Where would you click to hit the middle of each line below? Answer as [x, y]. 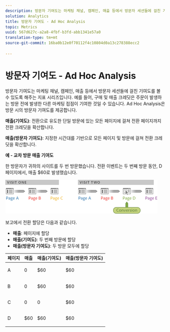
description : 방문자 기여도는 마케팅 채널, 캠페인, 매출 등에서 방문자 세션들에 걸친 [83, 11]
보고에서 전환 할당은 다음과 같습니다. [41, 222]
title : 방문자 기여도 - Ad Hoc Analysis [45, 21]
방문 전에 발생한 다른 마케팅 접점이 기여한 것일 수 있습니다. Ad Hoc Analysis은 [88, 103]
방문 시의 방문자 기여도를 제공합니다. [41, 110]
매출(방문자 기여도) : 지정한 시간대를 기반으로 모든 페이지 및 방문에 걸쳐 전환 [79, 138]
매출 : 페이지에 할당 [31, 233]
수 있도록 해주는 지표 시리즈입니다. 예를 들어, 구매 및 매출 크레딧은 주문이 [77, 97]
